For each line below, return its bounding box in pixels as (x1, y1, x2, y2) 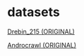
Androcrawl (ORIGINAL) (7, 41, 76, 49)
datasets (7, 4, 60, 20)
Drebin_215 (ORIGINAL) (7, 27, 76, 36)
